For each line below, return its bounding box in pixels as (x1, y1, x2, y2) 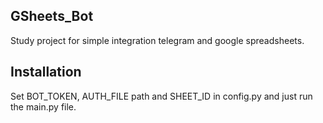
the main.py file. (10, 100, 77, 113)
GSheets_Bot (10, 8, 94, 25)
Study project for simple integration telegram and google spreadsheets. (10, 34, 305, 46)
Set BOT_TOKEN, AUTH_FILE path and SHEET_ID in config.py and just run (10, 90, 313, 102)
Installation (10, 64, 82, 81)
